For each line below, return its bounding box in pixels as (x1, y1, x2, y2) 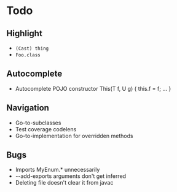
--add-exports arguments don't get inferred (15, 172, 127, 180)
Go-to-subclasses (15, 119, 61, 126)
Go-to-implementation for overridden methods (15, 132, 133, 139)
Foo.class (15, 52, 41, 58)
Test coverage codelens (15, 125, 77, 132)
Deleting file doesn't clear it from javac (15, 179, 114, 186)
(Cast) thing (15, 45, 49, 52)
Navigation (6, 102, 49, 113)
